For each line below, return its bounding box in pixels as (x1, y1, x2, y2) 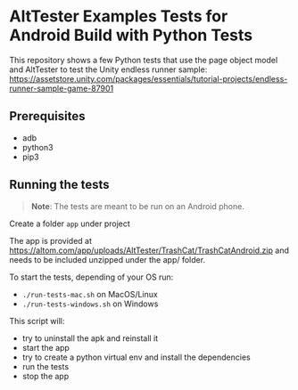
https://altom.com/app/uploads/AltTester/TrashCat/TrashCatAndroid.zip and (9, 245, 290, 256)
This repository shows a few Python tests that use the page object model (9, 54, 278, 65)
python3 (21, 142, 54, 152)
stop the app (21, 370, 70, 381)
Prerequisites (9, 109, 86, 124)
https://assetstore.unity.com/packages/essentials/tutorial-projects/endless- (9, 73, 288, 84)
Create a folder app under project (9, 218, 131, 229)
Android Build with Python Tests (9, 25, 252, 45)
